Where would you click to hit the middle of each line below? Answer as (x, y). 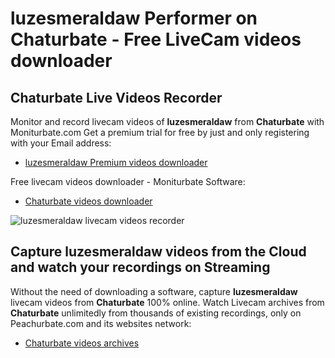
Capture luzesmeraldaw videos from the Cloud (158, 252)
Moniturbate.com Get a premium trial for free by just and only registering (160, 132)
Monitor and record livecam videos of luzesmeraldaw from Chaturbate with (167, 121)
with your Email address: (61, 143)
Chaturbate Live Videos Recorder (116, 97)
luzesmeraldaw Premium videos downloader (116, 162)
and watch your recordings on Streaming (140, 267)
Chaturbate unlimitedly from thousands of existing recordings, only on (156, 313)
